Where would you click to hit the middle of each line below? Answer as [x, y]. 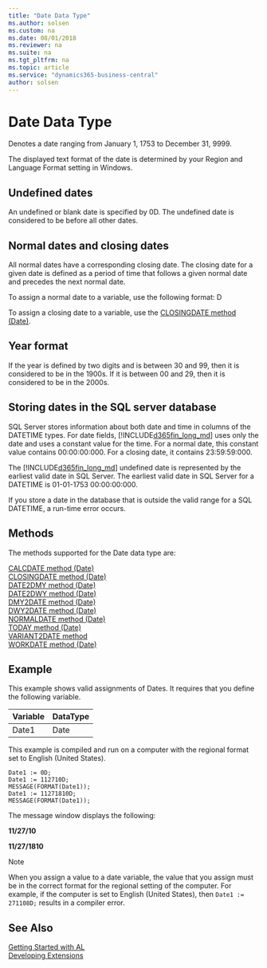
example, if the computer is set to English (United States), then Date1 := [126, 895]
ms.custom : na [32, 30]
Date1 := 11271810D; [43, 794]
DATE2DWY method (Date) [53, 593]
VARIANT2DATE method [48, 635]
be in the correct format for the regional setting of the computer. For [120, 886]
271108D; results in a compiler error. [67, 903]
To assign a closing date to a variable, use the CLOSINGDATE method [122, 313]
